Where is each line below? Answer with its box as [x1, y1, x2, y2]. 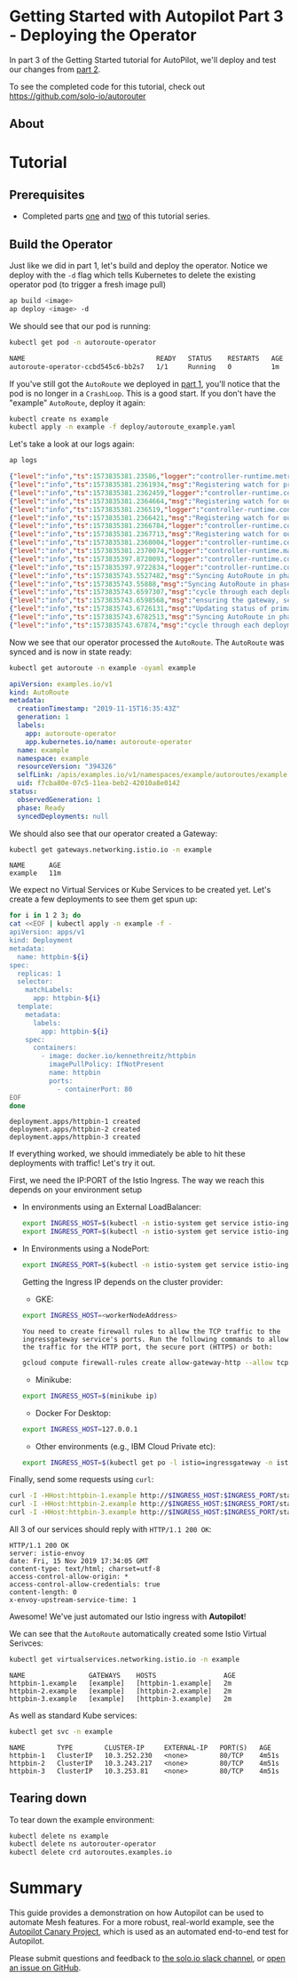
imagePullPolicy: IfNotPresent [48, 1060, 165, 1069]
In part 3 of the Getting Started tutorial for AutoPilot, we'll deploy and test [9, 54, 277, 65]
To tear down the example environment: [9, 1814, 155, 1825]
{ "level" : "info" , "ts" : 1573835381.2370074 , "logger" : [9, 547, 204, 556]
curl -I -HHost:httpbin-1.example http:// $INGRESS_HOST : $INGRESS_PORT [9, 1491, 276, 1500]
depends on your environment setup [9, 1184, 143, 1195]
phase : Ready [17, 803, 66, 813]
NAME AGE [9, 861, 62, 870]
